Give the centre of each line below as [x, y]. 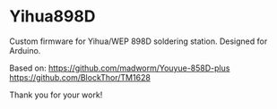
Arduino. [25, 50]
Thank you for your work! [56, 95]
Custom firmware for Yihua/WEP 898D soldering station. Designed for [138, 41]
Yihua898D [52, 17]
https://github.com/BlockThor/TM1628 [80, 77]
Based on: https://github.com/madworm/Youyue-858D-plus [120, 68]
